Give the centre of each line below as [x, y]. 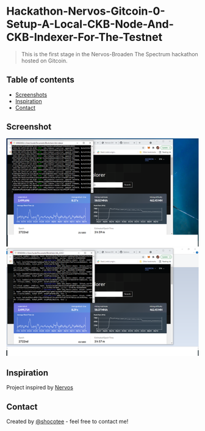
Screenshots [31, 94]
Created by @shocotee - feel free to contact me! [67, 422]
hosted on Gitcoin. [44, 61]
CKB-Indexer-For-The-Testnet [85, 37]
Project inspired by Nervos [40, 388]
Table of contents [40, 80]
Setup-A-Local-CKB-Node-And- [90, 24]
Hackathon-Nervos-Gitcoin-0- [86, 11]
